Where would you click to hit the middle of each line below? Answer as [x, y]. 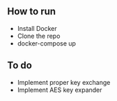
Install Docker [37, 28]
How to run [32, 12]
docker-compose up [47, 43]
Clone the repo [39, 36]
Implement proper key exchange [64, 82]
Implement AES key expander [60, 90]
